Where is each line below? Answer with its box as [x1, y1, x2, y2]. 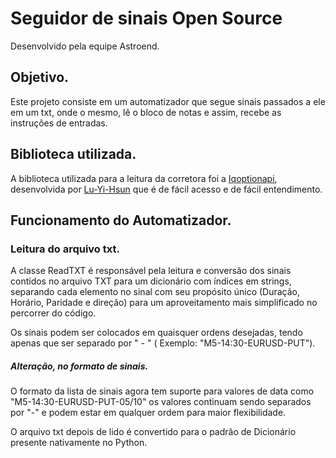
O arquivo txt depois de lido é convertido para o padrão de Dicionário [10, 426, 297, 438]
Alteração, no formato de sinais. [10, 360, 149, 372]
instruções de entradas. [10, 117, 108, 129]
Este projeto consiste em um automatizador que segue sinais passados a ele [10, 95, 326, 107]
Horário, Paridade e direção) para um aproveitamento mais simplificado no [10, 297, 318, 309]
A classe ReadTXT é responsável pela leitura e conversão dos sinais [10, 265, 292, 277]
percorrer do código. [10, 307, 97, 319]
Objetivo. [10, 69, 70, 86]
